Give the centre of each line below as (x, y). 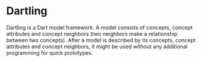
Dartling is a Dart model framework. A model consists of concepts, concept (99, 27)
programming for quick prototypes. (50, 52)
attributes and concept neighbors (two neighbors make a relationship (92, 33)
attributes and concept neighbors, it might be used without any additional (97, 46)
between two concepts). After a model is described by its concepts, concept (101, 40)
